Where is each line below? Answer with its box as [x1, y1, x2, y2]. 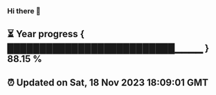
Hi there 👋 [7, 6, 42, 16]
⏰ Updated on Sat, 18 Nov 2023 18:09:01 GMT [7, 76, 209, 88]
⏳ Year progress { [7, 28, 85, 40]
